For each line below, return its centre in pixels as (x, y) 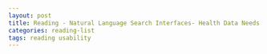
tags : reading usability (50, 38)
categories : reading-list (51, 30)
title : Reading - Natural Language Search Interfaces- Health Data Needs (134, 23)
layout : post (30, 15)
